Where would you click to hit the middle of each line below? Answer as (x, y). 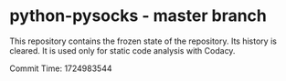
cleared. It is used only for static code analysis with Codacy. (122, 50)
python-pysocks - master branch (138, 16)
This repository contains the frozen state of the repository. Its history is (143, 41)
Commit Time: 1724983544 (61, 68)
